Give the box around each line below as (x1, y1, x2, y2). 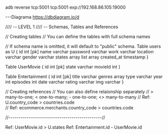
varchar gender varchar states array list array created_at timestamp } (5, 54, 149, 60)
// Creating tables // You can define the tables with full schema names (5, 34, 150, 39)
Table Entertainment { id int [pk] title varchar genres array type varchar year (5, 74, 163, 80)
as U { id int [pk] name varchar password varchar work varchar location (5, 49, 154, 54)
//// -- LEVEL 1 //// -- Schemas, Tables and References (5, 24, 119, 30)
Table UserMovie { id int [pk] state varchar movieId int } (5, 64, 121, 70)
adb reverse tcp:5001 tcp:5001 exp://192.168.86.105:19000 (5, 5, 126, 10)
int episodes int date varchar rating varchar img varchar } (5, 79, 124, 85)
